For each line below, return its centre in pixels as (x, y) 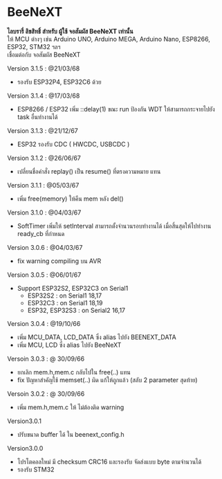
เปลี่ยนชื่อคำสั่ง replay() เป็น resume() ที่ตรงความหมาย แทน (89, 171)
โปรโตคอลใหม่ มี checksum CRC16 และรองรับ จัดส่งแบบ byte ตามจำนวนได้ (109, 462)
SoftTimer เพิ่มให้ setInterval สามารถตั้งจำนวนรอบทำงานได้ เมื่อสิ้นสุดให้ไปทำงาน (114, 226)
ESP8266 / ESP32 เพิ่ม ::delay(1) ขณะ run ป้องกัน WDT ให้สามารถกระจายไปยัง (116, 109)
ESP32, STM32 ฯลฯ (34, 46)
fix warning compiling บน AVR (59, 261)
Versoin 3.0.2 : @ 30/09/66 (46, 394)
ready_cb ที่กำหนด (41, 233)
